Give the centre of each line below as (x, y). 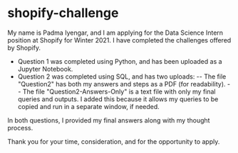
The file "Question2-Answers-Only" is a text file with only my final (119, 91)
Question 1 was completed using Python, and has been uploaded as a (120, 61)
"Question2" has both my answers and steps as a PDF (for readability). (121, 84)
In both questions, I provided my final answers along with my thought (109, 120)
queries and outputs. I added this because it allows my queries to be (118, 99)
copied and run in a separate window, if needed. (89, 106)
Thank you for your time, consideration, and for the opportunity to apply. (114, 141)
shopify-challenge (63, 13)
